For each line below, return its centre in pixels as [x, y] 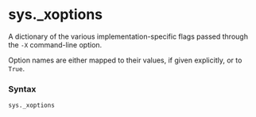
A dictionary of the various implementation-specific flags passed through [128, 36]
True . [17, 68]
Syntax [22, 89]
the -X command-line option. [55, 44]
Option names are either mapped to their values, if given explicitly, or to [125, 60]
